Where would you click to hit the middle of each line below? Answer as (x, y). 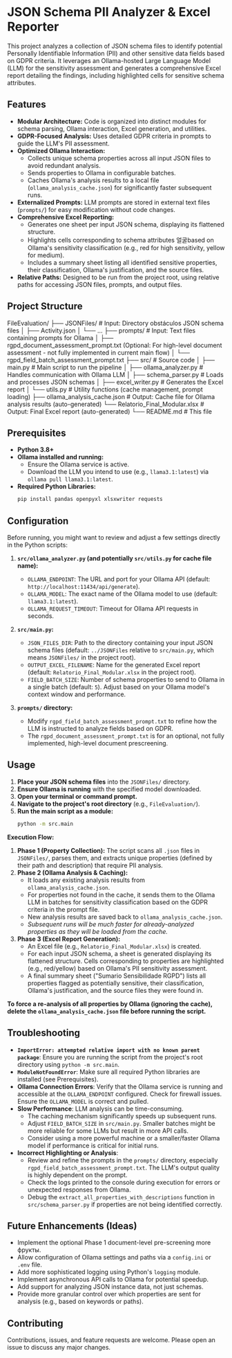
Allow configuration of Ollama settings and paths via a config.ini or (114, 1258)
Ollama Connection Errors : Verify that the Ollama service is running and (120, 1086)
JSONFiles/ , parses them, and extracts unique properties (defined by (115, 858)
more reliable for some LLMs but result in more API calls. (108, 1131)
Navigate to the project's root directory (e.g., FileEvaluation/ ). (108, 804)
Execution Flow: (31, 837)
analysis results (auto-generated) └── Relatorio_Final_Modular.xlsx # (106, 404)
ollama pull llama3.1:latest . (70, 479)
